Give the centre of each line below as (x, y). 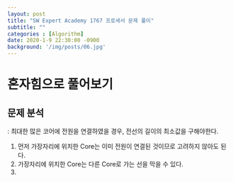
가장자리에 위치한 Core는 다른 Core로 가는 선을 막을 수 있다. (101, 164)
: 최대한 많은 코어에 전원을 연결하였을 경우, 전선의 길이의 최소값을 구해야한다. (113, 131)
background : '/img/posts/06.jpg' (57, 47)
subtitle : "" (27, 27)
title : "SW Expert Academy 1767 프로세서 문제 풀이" (81, 21)
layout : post (27, 14)
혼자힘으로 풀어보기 (60, 84)
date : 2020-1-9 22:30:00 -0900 (53, 41)
